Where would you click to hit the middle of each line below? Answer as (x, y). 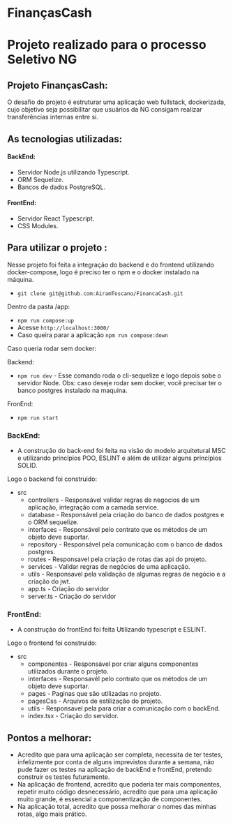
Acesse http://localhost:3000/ (63, 327)
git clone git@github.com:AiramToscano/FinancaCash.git (100, 293)
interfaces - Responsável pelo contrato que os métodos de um (118, 530)
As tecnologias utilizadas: (65, 139)
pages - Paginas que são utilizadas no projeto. (95, 694)
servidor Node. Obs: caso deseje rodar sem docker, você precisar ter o (119, 382)
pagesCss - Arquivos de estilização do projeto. (95, 701)
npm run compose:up (46, 320)
